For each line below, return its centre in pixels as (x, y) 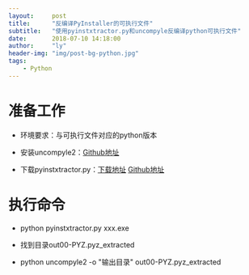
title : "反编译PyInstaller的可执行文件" (81, 23)
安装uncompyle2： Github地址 (70, 152)
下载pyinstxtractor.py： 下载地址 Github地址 (92, 169)
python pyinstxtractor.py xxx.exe (74, 228)
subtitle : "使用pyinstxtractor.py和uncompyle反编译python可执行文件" (125, 31)
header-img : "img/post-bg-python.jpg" (74, 53)
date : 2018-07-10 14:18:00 (65, 38)
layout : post (38, 16)
